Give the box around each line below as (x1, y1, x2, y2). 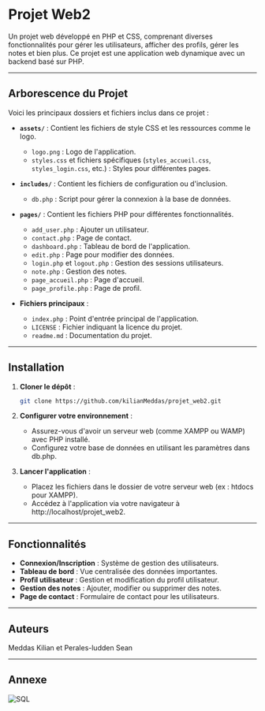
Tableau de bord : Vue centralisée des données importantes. (19, 567, 218, 576)
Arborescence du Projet (8, 87, 129, 100)
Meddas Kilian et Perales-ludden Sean (8, 643, 132, 653)
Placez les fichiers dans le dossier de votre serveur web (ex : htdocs (31, 482, 254, 492)
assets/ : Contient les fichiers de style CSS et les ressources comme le (19, 123, 251, 132)
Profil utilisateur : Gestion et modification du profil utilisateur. (19, 575, 219, 585)
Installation (8, 361, 65, 374)
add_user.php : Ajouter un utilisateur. (31, 225, 150, 234)
